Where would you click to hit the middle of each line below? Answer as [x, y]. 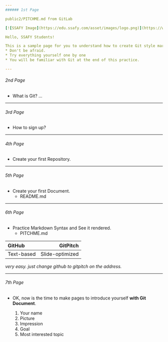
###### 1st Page [22, 10]
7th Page [14, 282]
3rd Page [15, 112]
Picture [27, 318]
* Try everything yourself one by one [45, 56]
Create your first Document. [41, 191]
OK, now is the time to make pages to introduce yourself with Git [79, 298]
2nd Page [15, 80]
